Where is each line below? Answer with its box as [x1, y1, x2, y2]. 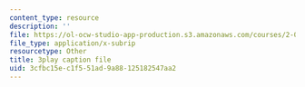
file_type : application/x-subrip [9, 38, 136, 48]
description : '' [9, 22, 71, 31]
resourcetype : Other [9, 47, 88, 56]
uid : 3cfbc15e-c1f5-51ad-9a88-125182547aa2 [9, 64, 177, 73]
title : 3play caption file [9, 55, 112, 64]
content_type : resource [9, 13, 100, 23]
